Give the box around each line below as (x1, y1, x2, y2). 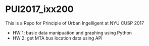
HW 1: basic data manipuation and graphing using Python (12, 29, 132, 35)
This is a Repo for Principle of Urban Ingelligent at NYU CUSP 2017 (5, 20, 144, 26)
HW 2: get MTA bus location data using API (12, 35, 103, 41)
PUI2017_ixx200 (5, 3, 74, 15)
